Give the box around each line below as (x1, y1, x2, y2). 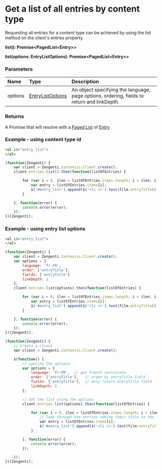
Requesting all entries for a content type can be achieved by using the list (5, 30, 151, 35)
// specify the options (22, 361, 70, 366)
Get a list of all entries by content (5, 3, 140, 15)
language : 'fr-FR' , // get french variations (30, 370, 126, 375)
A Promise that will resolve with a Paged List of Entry (5, 124, 110, 130)
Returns (5, 113, 24, 120)
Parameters (5, 65, 33, 72)
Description (71, 78, 99, 85)
